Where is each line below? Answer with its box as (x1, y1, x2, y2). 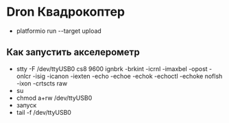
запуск (16, 100, 37, 109)
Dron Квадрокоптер (6, 4, 125, 20)
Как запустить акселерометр (6, 46, 140, 58)
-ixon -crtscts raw (16, 79, 68, 87)
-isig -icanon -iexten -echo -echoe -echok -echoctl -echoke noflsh (32, 72, 223, 80)
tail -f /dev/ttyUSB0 (16, 108, 71, 116)
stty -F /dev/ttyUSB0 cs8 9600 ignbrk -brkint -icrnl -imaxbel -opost (16, 64, 208, 72)
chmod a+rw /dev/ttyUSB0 (16, 94, 93, 102)
